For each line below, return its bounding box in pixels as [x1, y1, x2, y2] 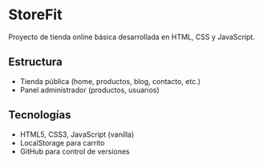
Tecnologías [8, 108, 71, 122]
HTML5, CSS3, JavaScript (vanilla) [19, 130, 135, 139]
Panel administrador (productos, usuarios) [19, 85, 160, 94]
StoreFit [8, 6, 63, 24]
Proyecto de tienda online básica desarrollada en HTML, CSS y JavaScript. [8, 32, 255, 42]
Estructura [8, 55, 63, 69]
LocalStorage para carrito [19, 138, 105, 147]
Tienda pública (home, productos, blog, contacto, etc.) [19, 76, 201, 86]
